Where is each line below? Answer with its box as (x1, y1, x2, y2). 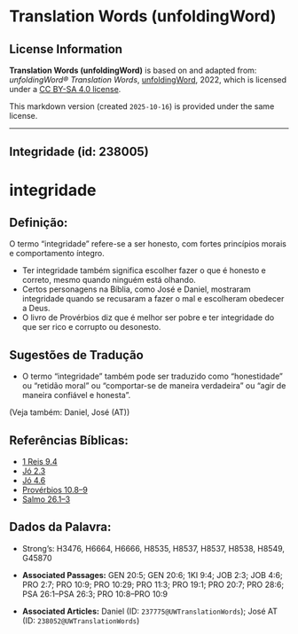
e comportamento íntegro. (9, 248, 105, 259)
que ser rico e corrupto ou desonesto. (21, 322, 161, 333)
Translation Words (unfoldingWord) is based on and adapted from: (9, 65, 257, 75)
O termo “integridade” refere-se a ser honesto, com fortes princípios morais (9, 239, 286, 249)
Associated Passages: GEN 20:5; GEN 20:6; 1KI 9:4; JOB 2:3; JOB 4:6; (21, 569, 283, 580)
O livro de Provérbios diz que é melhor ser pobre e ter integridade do (21, 312, 275, 323)
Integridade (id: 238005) (9, 145, 149, 160)
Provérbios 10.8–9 (21, 485, 89, 496)
